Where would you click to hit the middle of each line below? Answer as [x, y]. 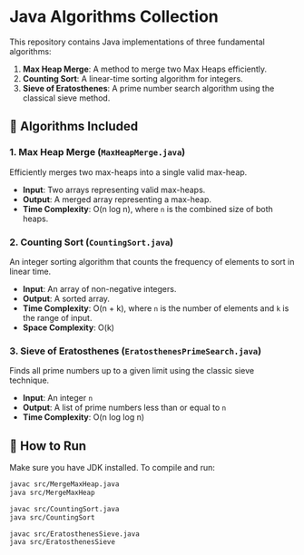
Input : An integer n [58, 398]
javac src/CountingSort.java [64, 509]
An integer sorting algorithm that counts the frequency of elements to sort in [152, 261]
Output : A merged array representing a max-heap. [117, 199]
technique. [29, 380]
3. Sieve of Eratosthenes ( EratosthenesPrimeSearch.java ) [135, 351]
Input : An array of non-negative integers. [99, 288]
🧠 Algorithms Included [74, 127]
